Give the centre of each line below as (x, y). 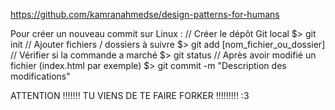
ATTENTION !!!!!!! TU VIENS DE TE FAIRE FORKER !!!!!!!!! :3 (130, 95)
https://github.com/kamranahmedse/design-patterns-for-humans (145, 14)
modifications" (40, 76)
